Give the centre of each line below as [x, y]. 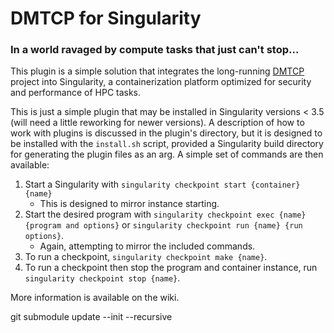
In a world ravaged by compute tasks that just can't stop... [155, 50]
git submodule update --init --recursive [91, 317]
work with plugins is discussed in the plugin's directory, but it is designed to [166, 133]
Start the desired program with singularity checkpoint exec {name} [165, 214]
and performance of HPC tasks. [76, 93]
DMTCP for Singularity [106, 18]
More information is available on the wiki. [95, 298]
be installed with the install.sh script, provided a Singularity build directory [167, 144]
